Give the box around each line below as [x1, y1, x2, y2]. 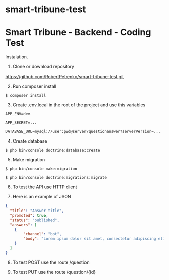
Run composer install [12, 83, 57, 89]
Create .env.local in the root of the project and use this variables [12, 102, 146, 108]
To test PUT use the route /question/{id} [12, 269, 96, 275]
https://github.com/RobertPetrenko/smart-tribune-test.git [5, 74, 124, 80]
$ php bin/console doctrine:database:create [5, 148, 100, 153]
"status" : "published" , [10, 218, 59, 223]
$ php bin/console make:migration [5, 166, 78, 172]
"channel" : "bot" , [23, 232, 62, 237]
